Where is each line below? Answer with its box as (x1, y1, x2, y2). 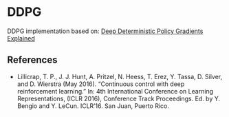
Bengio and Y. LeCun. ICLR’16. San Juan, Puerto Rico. (17, 101, 170, 110)
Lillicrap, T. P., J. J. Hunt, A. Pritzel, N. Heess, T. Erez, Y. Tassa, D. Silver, (17, 72, 223, 81)
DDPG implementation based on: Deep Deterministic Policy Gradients (7, 27, 204, 35)
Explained (7, 34, 36, 42)
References (7, 54, 58, 66)
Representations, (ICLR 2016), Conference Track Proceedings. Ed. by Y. (17, 94, 221, 103)
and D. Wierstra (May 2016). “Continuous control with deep (17, 80, 185, 88)
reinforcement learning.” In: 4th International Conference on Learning (17, 87, 214, 95)
